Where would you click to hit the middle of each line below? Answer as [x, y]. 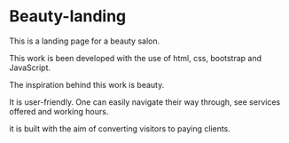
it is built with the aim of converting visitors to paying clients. [120, 128]
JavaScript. [30, 68]
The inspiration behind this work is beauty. [87, 84]
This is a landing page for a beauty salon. [85, 41]
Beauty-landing [68, 16]
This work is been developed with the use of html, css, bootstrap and [136, 58]
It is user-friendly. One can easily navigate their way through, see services [145, 102]
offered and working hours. [59, 111]
